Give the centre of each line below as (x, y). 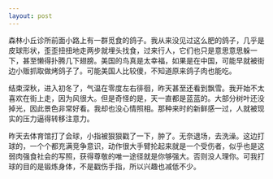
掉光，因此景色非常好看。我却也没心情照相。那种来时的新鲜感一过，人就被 (133, 108)
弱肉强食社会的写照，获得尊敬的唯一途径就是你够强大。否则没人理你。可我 (133, 156)
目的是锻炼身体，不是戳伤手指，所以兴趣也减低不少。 (111, 166)
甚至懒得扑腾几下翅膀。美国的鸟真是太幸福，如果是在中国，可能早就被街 (143, 60)
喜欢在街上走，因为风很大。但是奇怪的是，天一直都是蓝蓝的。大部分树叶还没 (136, 98)
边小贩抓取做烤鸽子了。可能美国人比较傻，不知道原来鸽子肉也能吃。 (122, 71)
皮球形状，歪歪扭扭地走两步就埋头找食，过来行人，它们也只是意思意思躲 (129, 50)
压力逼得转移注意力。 (58, 118)
